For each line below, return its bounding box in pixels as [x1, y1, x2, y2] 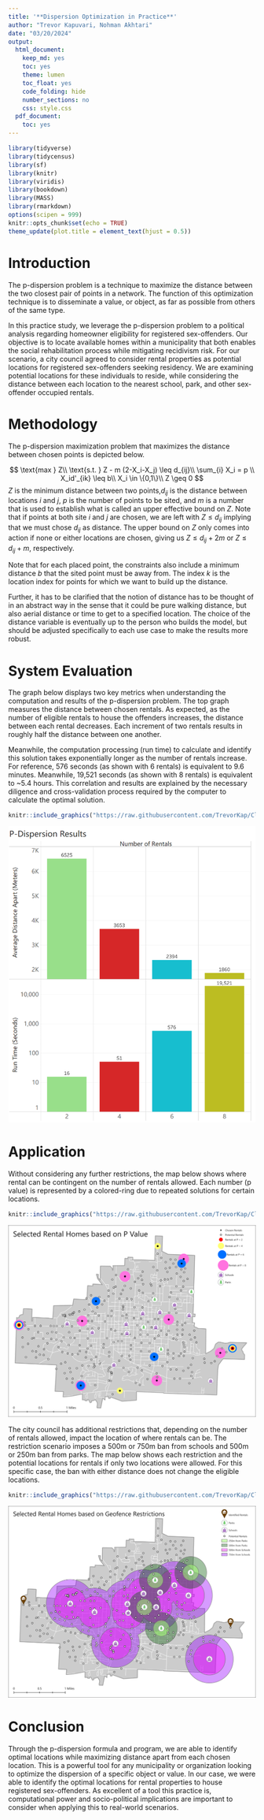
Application [8, 1143, 86, 1160]
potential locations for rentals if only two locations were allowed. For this [8, 1458, 243, 1468]
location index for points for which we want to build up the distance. [8, 577, 228, 586]
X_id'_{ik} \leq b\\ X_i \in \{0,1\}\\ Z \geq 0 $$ [60, 473, 204, 482]
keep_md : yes [22, 54, 65, 62]
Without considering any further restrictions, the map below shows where [8, 1169, 247, 1178]
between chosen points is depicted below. [8, 449, 145, 459]
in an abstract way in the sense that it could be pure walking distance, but [8, 601, 247, 610]
